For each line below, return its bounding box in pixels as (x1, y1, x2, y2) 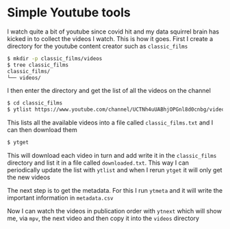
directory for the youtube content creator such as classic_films (7, 42, 188, 50)
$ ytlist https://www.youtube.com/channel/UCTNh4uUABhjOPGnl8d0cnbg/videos (7, 106, 228, 113)
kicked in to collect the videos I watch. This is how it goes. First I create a (7, 34, 214, 42)
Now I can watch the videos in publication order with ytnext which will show (7, 207, 222, 215)
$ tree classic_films (7, 62, 69, 68)
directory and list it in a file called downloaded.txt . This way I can (7, 159, 190, 167)
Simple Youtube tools (7, 5, 131, 21)
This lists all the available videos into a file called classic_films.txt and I (7, 118, 214, 127)
